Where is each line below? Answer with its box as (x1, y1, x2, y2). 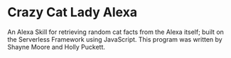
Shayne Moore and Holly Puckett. (7, 42, 105, 51)
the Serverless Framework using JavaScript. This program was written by (7, 35, 222, 43)
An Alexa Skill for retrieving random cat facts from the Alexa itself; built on (7, 28, 224, 36)
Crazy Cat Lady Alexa (7, 4, 137, 21)
